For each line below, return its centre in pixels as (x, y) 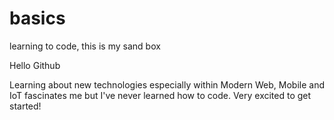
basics (37, 18)
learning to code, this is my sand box (85, 46)
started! (25, 106)
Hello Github (35, 65)
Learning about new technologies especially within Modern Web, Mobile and (167, 84)
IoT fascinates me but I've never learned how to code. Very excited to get (160, 95)
